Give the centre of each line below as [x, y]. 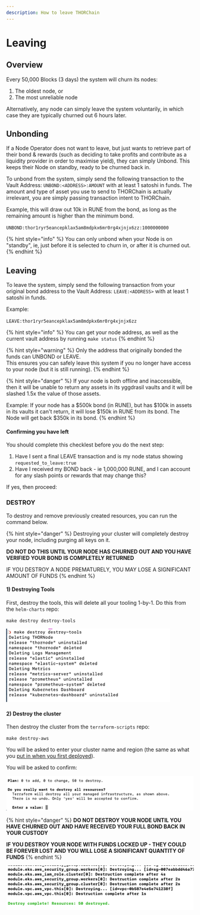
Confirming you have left [37, 432]
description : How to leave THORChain [53, 13]
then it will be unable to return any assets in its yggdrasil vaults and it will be [99, 387]
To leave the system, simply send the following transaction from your [91, 285]
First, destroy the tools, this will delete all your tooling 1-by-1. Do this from [96, 602]
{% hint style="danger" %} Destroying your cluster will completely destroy [97, 533]
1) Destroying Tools [30, 589]
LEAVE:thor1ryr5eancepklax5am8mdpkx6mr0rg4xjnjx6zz [71, 322]
